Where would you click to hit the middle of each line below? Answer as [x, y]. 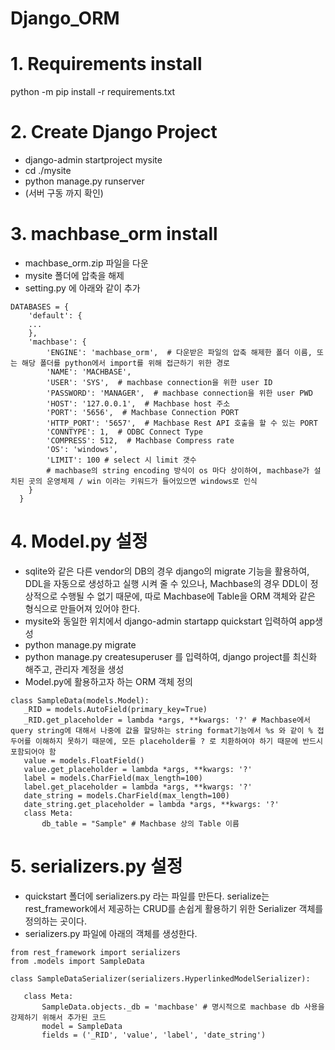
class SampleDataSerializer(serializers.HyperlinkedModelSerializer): [160, 978]
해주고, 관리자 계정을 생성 [74, 669]
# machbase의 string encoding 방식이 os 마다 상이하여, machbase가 [178, 471]
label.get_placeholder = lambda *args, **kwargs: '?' [138, 787]
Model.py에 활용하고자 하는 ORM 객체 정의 [108, 681]
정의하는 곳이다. [55, 921]
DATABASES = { [40, 307]
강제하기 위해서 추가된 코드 [58, 1017]
